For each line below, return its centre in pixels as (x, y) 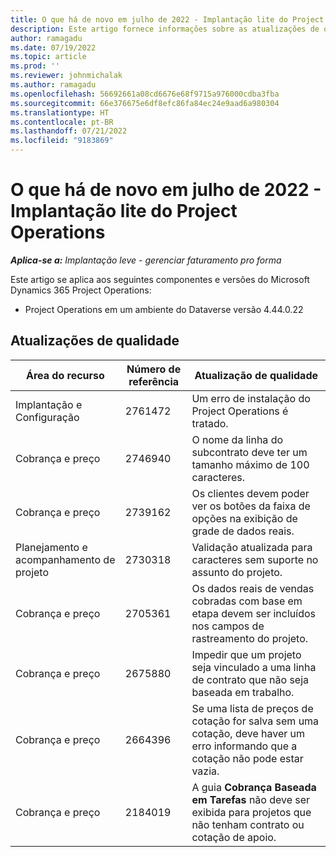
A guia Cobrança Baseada (254, 787)
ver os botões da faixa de (251, 506)
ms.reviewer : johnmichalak (66, 76)
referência (154, 381)
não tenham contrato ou (248, 824)
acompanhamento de (65, 559)
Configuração (47, 417)
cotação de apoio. (234, 837)
